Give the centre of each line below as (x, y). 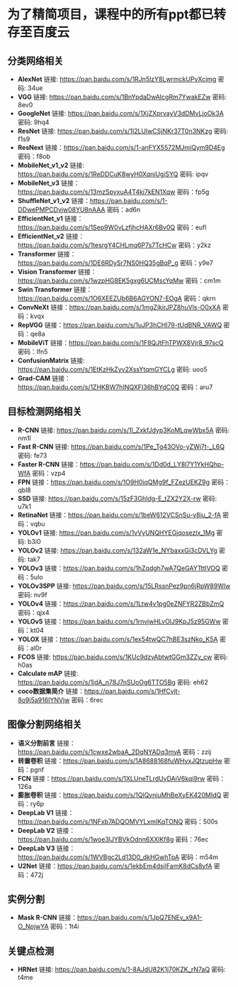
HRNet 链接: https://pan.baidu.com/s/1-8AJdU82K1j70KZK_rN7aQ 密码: (121, 969)
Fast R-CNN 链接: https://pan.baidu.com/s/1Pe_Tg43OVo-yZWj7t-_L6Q (121, 446)
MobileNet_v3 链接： (49, 183)
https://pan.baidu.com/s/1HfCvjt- (132, 691)
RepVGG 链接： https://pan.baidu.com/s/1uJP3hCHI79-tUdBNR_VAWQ (120, 325)
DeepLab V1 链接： (46, 812)
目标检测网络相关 (45, 411)
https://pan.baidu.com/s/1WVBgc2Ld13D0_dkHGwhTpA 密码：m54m (118, 857)
